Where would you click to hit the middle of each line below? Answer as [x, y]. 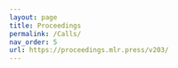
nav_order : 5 [33, 42]
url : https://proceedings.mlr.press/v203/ [89, 50]
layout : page [33, 17]
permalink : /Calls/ [45, 34]
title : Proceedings [45, 26]
